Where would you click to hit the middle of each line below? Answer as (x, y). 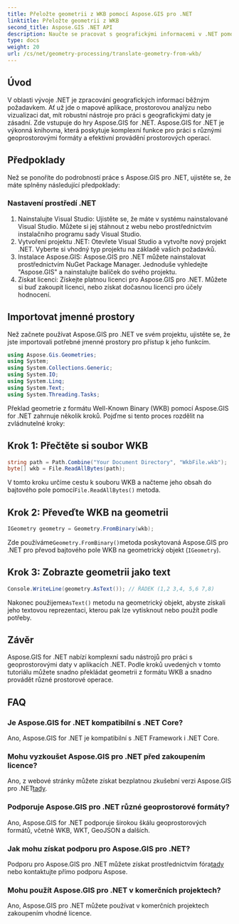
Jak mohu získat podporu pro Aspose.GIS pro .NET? (99, 848)
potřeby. (20, 617)
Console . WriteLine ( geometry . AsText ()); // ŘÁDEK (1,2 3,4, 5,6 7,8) (111, 589)
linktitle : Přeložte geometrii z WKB (63, 21)
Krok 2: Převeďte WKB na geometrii (88, 512)
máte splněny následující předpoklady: (64, 185)
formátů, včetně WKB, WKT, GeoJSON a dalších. (79, 830)
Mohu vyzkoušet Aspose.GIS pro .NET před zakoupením (106, 756)
